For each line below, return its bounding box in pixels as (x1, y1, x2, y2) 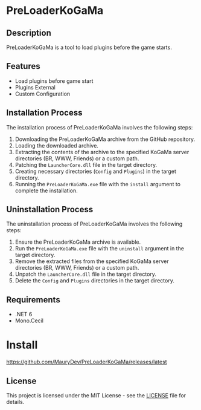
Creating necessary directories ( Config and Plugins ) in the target (14, 168, 177, 175)
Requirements (6, 294, 60, 305)
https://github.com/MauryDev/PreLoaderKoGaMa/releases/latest (6, 358, 167, 366)
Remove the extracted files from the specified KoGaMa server (14, 258, 169, 265)
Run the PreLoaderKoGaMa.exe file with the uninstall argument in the (14, 245, 184, 252)
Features (6, 61, 40, 71)
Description (6, 28, 51, 38)
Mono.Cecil (14, 317, 44, 324)
